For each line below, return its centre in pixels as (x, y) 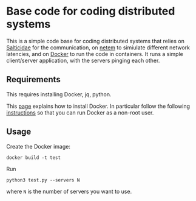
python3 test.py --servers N (43, 180)
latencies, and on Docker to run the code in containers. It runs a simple (95, 54)
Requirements (33, 79)
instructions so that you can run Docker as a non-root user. (80, 112)
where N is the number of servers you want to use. (69, 191)
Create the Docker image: (39, 146)
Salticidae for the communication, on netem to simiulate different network (98, 48)
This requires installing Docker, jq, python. (59, 94)
